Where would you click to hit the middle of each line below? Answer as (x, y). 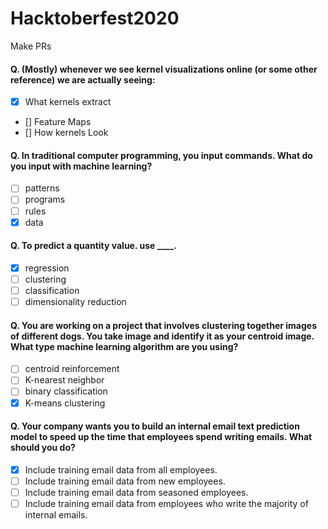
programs (45, 199)
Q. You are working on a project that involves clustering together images (164, 325)
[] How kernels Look (66, 133)
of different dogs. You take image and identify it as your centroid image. (162, 336)
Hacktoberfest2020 (95, 18)
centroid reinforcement (72, 369)
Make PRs (31, 46)
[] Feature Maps (58, 122)
